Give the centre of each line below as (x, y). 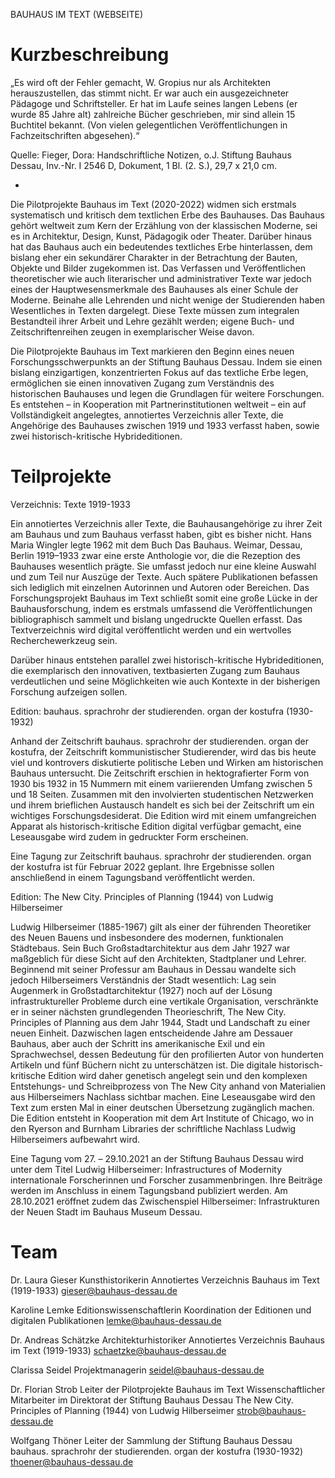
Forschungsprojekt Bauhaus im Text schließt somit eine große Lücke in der (164, 598)
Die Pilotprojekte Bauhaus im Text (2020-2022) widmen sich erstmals (153, 204)
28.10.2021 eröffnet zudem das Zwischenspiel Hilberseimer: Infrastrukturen (165, 1201)
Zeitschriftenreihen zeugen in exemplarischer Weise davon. (132, 331)
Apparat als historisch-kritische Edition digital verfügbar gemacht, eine (156, 826)
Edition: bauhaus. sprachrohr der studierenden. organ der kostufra (147, 711)
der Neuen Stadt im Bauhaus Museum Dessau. (106, 1211)
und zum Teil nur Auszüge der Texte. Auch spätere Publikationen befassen (164, 576)
